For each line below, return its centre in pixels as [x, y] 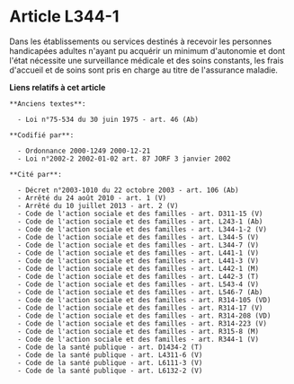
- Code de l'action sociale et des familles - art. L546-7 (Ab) [140, 292]
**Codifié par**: [42, 135]
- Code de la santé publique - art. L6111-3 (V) [110, 362]
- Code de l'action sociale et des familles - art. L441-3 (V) [138, 261]
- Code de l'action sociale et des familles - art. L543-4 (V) [138, 284]
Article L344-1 [64, 17]
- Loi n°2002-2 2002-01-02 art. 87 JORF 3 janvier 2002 [124, 159]
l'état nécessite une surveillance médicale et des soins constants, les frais [147, 60]
